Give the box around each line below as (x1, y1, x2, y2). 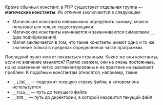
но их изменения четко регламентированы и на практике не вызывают (5, 64, 154, 70)
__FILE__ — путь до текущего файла (12, 89, 87, 95)
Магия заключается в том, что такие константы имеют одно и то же (12, 39, 155, 45)
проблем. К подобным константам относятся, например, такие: (5, 70, 139, 75)
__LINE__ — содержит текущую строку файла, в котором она (12, 79, 139, 85)
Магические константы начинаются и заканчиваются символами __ (12, 29, 155, 35)
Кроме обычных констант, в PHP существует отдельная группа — (5, 4, 143, 10)
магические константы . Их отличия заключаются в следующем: (5, 9, 142, 15)
